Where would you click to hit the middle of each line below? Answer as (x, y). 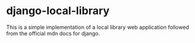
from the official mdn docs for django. (53, 33)
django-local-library (58, 11)
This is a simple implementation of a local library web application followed (98, 27)
